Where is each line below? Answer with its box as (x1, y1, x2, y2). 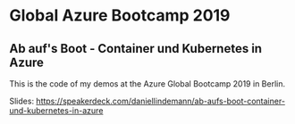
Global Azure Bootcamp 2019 (9, 5, 231, 26)
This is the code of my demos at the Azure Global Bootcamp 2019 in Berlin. (9, 79, 286, 89)
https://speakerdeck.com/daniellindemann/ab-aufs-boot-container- (35, 95, 286, 106)
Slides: (9, 95, 34, 106)
